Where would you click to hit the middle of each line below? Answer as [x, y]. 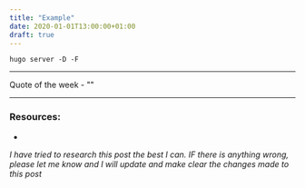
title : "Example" [42, 18]
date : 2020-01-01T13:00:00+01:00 [73, 26]
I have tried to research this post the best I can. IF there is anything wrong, [149, 154]
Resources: [35, 117]
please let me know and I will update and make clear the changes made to [149, 163]
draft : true [32, 35]
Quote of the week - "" [52, 85]
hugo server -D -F [44, 60]
